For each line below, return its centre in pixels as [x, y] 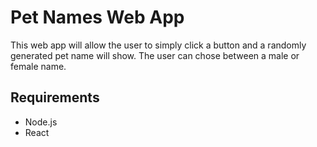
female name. [38, 66]
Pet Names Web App [97, 17]
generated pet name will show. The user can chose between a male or [155, 55]
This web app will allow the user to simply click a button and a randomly [158, 45]
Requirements [55, 97]
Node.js [41, 122]
